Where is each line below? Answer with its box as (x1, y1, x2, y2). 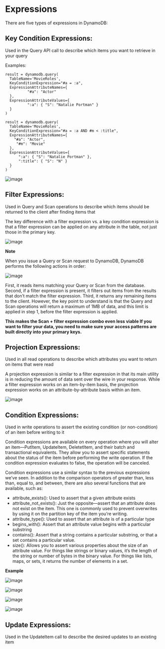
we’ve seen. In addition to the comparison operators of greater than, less (5, 475, 154, 481)
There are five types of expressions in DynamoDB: (5, 20, 108, 26)
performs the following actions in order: (5, 263, 86, 269)
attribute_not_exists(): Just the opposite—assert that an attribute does (12, 500, 156, 506)
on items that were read (5, 361, 54, 367)
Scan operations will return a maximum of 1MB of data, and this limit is (5, 303, 149, 309)
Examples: (5, 62, 26, 68)
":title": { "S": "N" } (18, 159, 68, 164)
